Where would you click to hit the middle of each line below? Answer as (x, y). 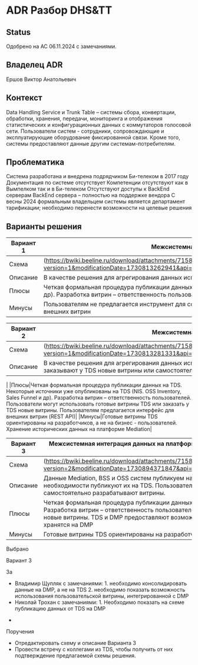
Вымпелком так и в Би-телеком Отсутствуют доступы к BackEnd (88, 189)
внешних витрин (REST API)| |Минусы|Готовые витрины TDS (82, 417)
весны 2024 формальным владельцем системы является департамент (96, 201)
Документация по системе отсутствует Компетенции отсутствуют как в (97, 183)
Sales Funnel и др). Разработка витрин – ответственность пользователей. (99, 398)
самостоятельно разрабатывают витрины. (105, 493)
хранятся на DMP (68, 525)
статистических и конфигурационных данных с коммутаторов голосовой (99, 124)
